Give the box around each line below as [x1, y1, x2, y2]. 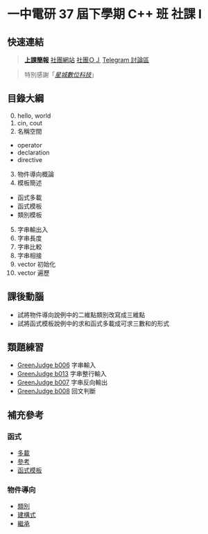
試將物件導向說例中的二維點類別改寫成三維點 [17, 310, 146, 319]
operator [17, 141, 43, 149]
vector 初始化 [17, 260, 56, 268]
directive [17, 155, 43, 163]
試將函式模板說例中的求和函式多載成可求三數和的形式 [17, 319, 170, 328]
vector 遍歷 [17, 268, 50, 277]
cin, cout [17, 118, 43, 127]
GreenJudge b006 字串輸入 [17, 361, 96, 369]
